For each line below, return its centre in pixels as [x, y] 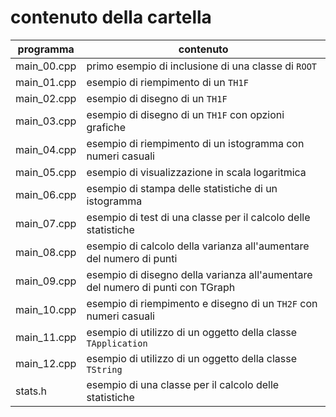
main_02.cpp [46, 98]
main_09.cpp [46, 281]
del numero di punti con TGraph [161, 287]
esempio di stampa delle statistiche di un [182, 188]
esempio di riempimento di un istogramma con [195, 143]
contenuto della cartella [111, 17]
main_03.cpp [46, 121]
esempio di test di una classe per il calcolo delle [198, 217]
